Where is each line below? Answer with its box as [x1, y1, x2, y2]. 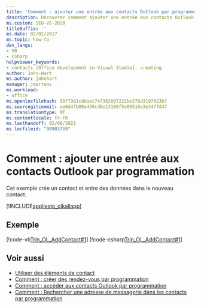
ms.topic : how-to [6, 37, 50, 43]
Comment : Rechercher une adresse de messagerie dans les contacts [14, 288, 187, 295]
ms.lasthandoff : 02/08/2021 [6, 121, 77, 127]
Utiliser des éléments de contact [14, 269, 95, 276]
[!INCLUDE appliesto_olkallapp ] [6, 202, 82, 210]
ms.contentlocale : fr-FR [6, 115, 68, 121]
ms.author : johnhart [6, 76, 58, 82]
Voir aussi [6, 253, 44, 264]
